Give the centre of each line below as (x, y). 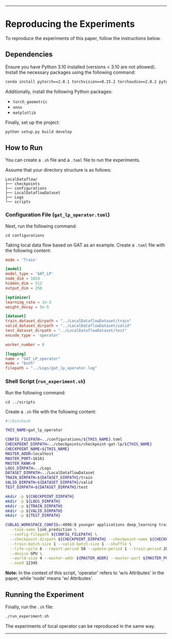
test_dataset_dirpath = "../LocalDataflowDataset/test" (66, 331)
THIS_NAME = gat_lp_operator (34, 430)
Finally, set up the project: (33, 122)
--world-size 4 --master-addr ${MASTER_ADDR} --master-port (75, 558)
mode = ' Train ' (21, 260)
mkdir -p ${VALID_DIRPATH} (34, 511)
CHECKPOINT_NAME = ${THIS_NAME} (38, 449)
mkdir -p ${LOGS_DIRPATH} (33, 501)
